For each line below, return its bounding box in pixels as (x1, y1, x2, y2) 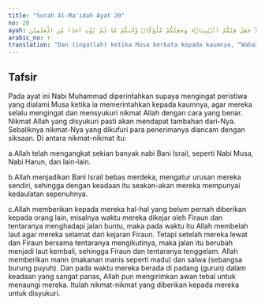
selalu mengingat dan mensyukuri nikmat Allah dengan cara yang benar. (8, 108, 243, 117)
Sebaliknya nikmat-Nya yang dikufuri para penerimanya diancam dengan (8, 124, 246, 134)
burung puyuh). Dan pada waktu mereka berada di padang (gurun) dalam (8, 263, 247, 273)
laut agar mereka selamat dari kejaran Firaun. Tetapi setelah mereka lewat (8, 229, 248, 239)
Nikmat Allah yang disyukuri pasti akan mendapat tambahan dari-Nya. (8, 116, 236, 126)
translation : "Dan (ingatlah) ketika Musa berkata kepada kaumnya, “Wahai (8, 41, 259, 49)
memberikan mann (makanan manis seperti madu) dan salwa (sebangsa (8, 255, 243, 264)
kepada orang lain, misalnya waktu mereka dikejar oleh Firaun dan (8, 213, 223, 222)
